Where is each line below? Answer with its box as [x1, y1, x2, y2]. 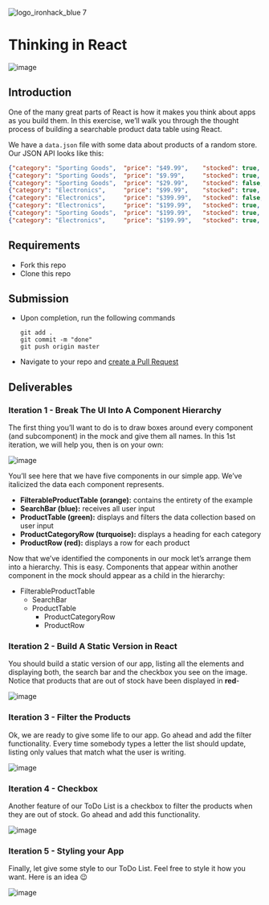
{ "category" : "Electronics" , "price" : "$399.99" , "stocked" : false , [8, 194, 264, 202]
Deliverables [8, 380, 73, 394]
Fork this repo [19, 260, 67, 270]
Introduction [8, 85, 72, 100]
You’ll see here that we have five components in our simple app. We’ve [8, 471, 243, 481]
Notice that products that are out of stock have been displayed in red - [8, 676, 240, 686]
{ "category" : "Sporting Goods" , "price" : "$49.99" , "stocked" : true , [8, 163, 261, 172]
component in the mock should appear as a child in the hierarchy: [8, 571, 226, 581]
